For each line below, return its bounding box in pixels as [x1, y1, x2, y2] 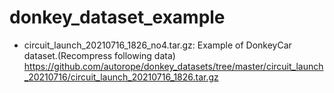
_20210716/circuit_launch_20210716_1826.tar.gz [23, 71, 219, 83]
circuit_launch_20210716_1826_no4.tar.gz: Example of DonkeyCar [23, 39, 292, 51]
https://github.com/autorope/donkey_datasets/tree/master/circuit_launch [23, 60, 324, 72]
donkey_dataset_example [9, 6, 226, 29]
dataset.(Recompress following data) [23, 49, 176, 61]
